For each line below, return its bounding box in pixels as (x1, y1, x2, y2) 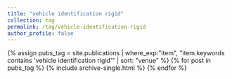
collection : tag (7, 17, 55, 24)
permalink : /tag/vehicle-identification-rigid (7, 23, 146, 30)
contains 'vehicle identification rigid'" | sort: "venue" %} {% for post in (7, 57, 211, 65)
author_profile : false (7, 29, 74, 37)
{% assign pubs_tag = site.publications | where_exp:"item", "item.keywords (7, 49, 225, 57)
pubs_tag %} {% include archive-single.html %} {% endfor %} (7, 64, 188, 72)
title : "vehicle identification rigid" (7, 10, 124, 17)
